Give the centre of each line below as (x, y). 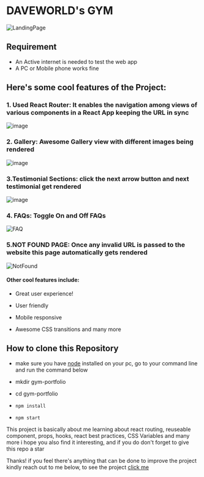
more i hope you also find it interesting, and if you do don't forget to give (98, 442)
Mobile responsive (39, 317)
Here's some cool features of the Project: (86, 87)
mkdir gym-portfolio (40, 381)
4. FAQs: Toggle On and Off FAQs (56, 215)
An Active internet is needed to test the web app (76, 61)
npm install (30, 406)
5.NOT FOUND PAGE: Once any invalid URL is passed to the (96, 245)
